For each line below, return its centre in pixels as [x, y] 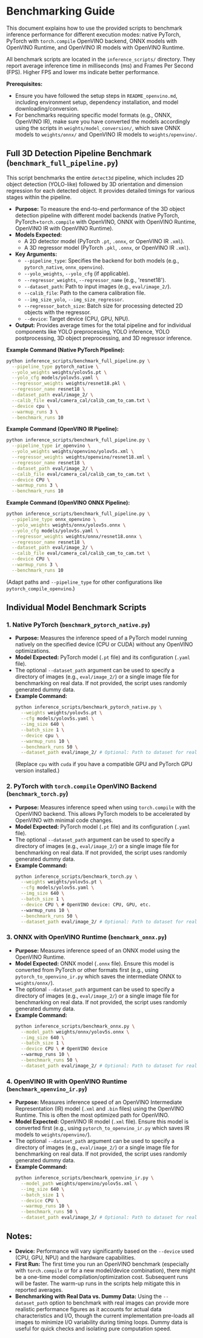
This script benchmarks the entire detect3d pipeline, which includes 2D [95, 178]
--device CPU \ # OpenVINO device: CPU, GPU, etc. [86, 905]
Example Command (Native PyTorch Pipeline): [65, 350]
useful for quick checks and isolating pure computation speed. [93, 1328]
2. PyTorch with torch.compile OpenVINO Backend [82, 787]
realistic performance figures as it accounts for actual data [88, 1309]
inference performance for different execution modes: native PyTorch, [94, 34]
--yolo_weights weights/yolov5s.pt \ [59, 372]
